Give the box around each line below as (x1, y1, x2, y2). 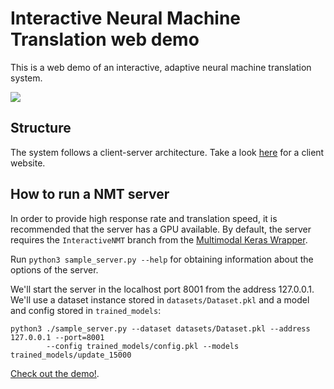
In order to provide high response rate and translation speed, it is (10, 212, 278, 224)
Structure (10, 120, 72, 137)
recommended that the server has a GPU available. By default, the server (10, 223, 312, 235)
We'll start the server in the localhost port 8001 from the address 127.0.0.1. (10, 283, 315, 295)
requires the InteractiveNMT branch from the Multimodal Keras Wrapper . (10, 233, 308, 246)
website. (10, 157, 46, 169)
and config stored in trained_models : (10, 304, 162, 316)
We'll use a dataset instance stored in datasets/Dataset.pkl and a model (10, 293, 310, 306)
